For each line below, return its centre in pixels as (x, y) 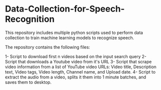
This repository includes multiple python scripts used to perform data (74, 32)
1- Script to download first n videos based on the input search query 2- (76, 56)
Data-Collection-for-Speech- (65, 9)
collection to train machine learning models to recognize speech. (70, 38)
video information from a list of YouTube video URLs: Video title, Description (81, 67)
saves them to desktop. (28, 82)
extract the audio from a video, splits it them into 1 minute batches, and (76, 77)
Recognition (30, 19)
